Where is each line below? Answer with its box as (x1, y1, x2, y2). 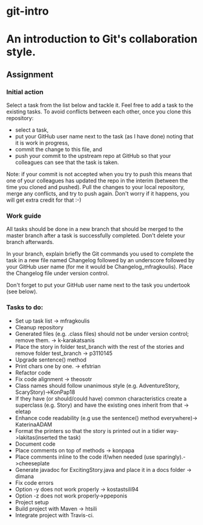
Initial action (6, 87, 44, 96)
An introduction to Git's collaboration (6, 32, 198, 46)
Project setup (15, 498, 49, 505)
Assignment (6, 69, 53, 80)
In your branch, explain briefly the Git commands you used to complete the (6, 250, 194, 257)
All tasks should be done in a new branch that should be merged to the (6, 226, 184, 233)
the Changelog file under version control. (6, 270, 109, 277)
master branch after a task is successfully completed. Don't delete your (6, 232, 185, 239)
